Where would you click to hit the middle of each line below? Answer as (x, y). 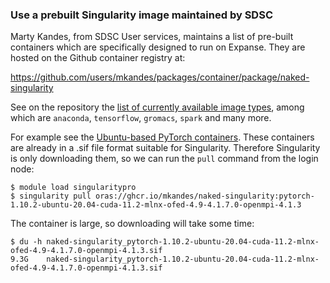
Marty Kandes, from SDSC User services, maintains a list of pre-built (152, 37)
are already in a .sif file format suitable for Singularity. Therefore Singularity (165, 148)
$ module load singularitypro (73, 188)
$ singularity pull (51, 196)
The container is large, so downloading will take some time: (132, 224)
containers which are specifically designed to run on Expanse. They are (158, 47)
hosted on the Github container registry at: (98, 58)
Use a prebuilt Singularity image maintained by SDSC (142, 15)
